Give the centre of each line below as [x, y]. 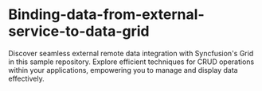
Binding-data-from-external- [106, 15]
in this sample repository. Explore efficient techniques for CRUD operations [131, 62]
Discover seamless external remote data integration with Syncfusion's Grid [131, 53]
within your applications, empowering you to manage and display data [123, 70]
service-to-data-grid [79, 31]
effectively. [27, 78]
